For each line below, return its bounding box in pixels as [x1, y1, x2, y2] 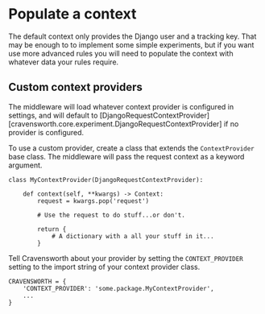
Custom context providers [8, 81, 143, 94]
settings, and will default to [8, 110, 98, 120]
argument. [8, 160, 43, 170]
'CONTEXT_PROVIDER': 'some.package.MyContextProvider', [23, 284, 215, 292]
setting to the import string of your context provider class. [8, 262, 201, 271]
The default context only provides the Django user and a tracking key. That [8, 31, 257, 41]
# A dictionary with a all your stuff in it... [51, 232, 215, 240]
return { [37, 225, 67, 233]
